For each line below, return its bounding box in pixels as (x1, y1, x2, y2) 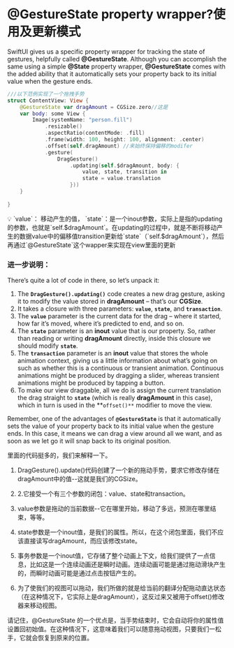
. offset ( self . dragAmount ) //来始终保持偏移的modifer (44, 142, 193, 149)
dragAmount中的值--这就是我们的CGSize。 (17, 474, 142, 483)
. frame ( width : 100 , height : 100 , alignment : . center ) (44, 136, 205, 143)
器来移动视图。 (17, 601, 61, 610)
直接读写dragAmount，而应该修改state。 (23, 536, 142, 545)
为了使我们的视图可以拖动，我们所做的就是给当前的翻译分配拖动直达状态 (17, 584, 226, 592)
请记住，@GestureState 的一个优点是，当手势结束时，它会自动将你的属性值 (7, 616, 224, 624)
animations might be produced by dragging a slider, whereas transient (17, 371, 220, 379)
